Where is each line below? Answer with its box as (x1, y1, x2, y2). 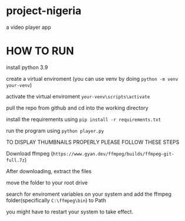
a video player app (6, 24, 51, 31)
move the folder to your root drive (6, 179, 88, 186)
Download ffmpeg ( (6, 150, 53, 157)
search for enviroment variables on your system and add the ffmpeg (6, 190, 172, 197)
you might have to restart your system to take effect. (6, 208, 134, 215)
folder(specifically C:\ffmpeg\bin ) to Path (6, 196, 106, 204)
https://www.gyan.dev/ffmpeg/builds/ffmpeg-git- (52, 151, 175, 157)
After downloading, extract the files (6, 167, 92, 174)
